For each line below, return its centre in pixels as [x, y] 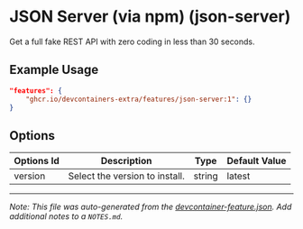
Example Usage [54, 70]
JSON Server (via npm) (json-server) [150, 17]
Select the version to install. [126, 176]
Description [126, 161]
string [206, 176]
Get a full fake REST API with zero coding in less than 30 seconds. [132, 41]
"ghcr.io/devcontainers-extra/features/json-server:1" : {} [139, 99]
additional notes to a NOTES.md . [66, 216]
